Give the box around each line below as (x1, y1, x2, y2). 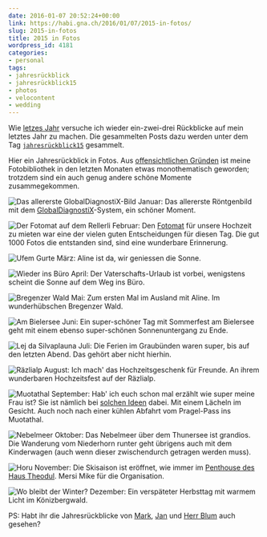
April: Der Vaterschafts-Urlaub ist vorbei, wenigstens (71, 269, 246, 279)
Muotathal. (8, 414, 44, 425)
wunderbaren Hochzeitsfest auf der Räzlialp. (8, 373, 156, 383)
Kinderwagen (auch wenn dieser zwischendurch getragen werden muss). (8, 447, 251, 457)
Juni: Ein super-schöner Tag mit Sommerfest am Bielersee (62, 317, 255, 327)
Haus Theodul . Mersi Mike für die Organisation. (8, 471, 164, 481)
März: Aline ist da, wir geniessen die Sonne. (56, 253, 202, 263)
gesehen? (8, 519, 42, 529)
